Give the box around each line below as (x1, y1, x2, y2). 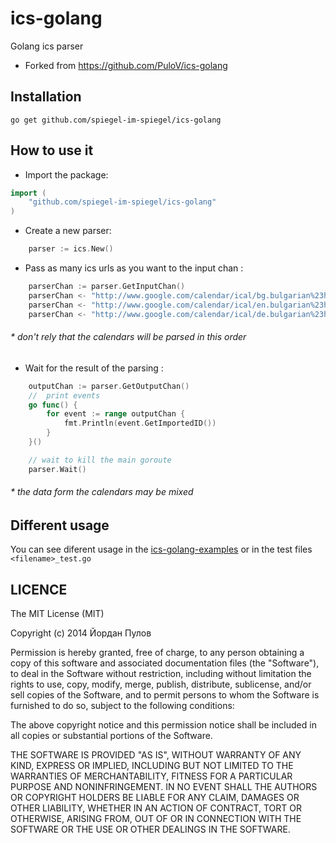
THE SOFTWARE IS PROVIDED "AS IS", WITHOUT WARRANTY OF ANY (10, 749, 302, 761)
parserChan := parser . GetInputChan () (28, 282, 186, 292)
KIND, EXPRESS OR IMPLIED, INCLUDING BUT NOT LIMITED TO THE (10, 760, 294, 772)
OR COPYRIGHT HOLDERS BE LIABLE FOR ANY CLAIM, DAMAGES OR (10, 792, 300, 804)
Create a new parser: (24, 225, 112, 237)
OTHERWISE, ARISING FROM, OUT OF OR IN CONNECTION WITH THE (10, 813, 302, 825)
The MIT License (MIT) (10, 608, 105, 620)
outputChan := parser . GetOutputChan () (28, 381, 190, 391)
